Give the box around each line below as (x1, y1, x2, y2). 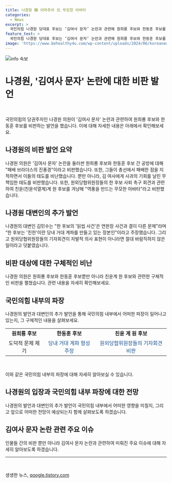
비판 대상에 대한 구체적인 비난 (5, 258, 93, 267)
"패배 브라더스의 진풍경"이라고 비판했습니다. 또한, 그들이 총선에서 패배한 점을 (5, 166, 159, 172)
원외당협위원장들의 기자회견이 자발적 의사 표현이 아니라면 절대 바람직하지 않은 (10, 236, 165, 242)
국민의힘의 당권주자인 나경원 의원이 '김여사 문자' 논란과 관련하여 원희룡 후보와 (5, 116, 160, 122)
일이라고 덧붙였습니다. (5, 242, 50, 249)
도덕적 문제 (8, 339, 34, 347)
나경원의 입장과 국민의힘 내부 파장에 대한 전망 (5, 388, 139, 396)
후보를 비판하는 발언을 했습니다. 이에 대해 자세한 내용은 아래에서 (14, 123, 142, 129)
